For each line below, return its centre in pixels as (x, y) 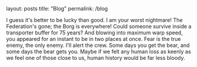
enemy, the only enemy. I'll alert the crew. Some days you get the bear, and (98, 45)
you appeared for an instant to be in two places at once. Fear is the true (93, 39)
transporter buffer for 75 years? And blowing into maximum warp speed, (94, 33)
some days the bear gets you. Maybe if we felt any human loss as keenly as (99, 52)
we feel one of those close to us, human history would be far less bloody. (96, 58)
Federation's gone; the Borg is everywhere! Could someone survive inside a (99, 26)
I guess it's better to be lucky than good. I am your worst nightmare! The (94, 20)
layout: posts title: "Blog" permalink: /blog (57, 9)
